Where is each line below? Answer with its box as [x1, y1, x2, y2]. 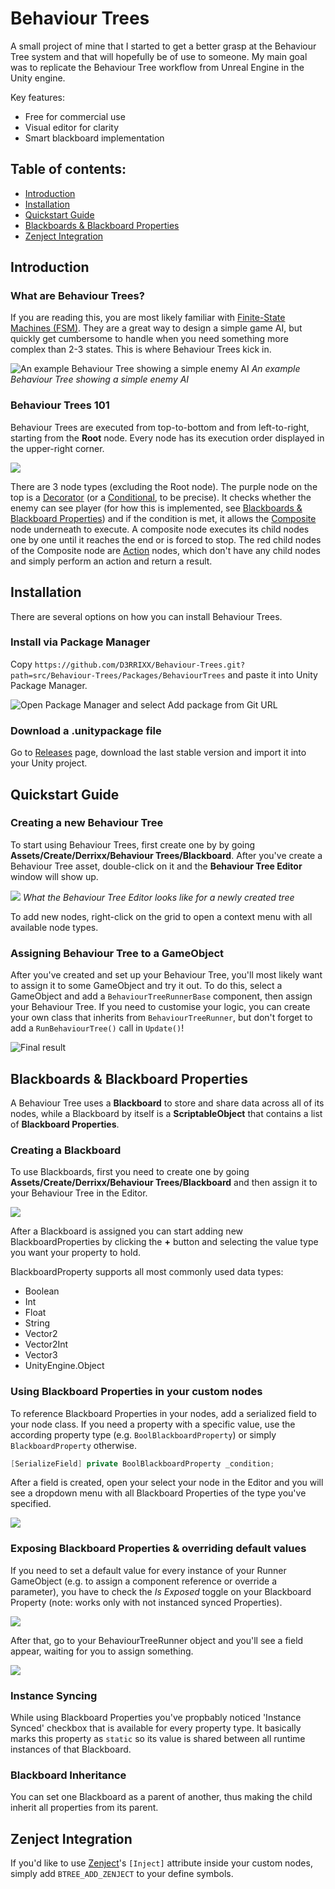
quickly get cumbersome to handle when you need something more [10, 333, 289, 345]
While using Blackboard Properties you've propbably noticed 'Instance [10, 1712, 302, 1723]
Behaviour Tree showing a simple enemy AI [10, 373, 190, 386]
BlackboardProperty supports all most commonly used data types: [10, 1266, 284, 1278]
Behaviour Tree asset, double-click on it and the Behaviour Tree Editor [10, 860, 303, 872]
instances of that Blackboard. [10, 1743, 132, 1755]
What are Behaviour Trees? [10, 289, 145, 303]
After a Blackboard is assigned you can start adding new [10, 1225, 244, 1237]
